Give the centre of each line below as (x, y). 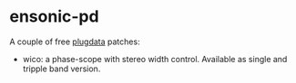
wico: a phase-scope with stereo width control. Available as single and (155, 59)
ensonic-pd (54, 17)
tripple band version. (61, 69)
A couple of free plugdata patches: (75, 41)
